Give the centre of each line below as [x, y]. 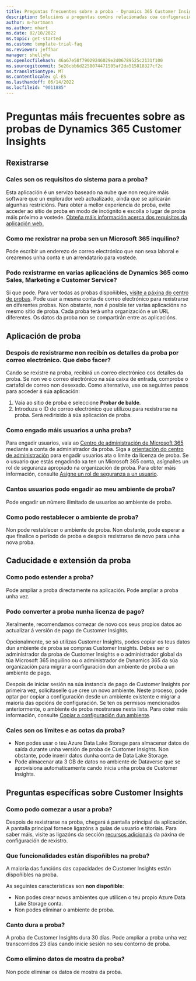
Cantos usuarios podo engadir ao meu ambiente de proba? [91, 489]
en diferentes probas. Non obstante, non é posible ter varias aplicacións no [96, 305]
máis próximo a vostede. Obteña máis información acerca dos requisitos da [97, 217]
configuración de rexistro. [37, 841]
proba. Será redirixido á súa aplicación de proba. [73, 415]
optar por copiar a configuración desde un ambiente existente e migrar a [93, 696]
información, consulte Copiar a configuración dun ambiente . [78, 715]
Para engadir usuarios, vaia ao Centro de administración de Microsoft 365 [95, 443]
